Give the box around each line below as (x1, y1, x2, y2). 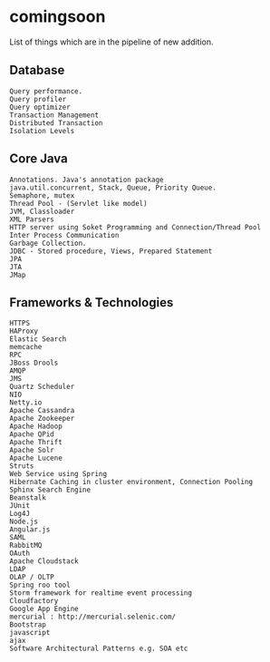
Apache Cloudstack (9, 557, 79, 566)
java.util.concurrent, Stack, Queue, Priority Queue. (9, 183, 217, 192)
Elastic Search (9, 335, 67, 344)
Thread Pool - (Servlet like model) (9, 199, 148, 208)
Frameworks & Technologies (9, 295, 174, 310)
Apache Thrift (9, 438, 63, 447)
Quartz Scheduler (9, 383, 75, 392)
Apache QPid (9, 430, 54, 439)
